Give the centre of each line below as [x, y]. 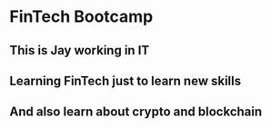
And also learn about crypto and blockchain [136, 112]
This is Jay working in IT [80, 50]
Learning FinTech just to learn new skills [125, 80]
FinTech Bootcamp [81, 17]
